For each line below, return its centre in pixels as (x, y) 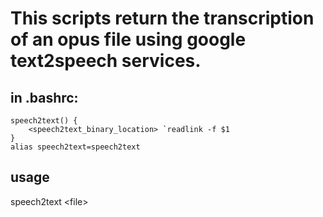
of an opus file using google (128, 39)
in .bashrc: (44, 97)
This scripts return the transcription (162, 18)
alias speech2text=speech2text (75, 147)
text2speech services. (106, 61)
